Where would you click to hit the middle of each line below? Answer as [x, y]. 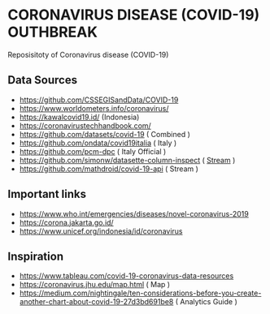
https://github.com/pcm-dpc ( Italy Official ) [93, 151]
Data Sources [43, 80]
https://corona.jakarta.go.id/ [67, 222]
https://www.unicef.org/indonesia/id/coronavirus [101, 231]
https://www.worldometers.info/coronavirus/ [94, 108]
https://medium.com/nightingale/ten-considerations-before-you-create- [140, 293]
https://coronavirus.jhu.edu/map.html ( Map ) [95, 285]
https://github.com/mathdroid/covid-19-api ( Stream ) [109, 169]
